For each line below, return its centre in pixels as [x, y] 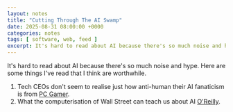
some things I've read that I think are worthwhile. [77, 73]
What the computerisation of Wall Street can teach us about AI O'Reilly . [119, 101]
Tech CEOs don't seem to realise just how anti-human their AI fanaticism [121, 87]
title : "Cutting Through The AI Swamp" [65, 20]
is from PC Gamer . [43, 94]
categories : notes [34, 33]
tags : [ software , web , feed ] [52, 40]
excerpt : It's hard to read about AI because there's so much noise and [114, 46]
